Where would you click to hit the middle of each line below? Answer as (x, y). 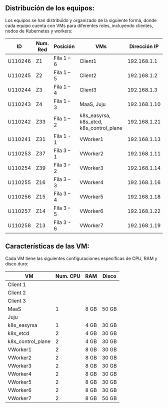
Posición (64, 46)
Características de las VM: (47, 246)
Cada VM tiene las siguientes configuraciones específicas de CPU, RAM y (81, 258)
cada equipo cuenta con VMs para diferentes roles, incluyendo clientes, (79, 25)
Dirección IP (144, 46)
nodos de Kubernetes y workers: (39, 31)
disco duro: (17, 263)
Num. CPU (68, 276)
